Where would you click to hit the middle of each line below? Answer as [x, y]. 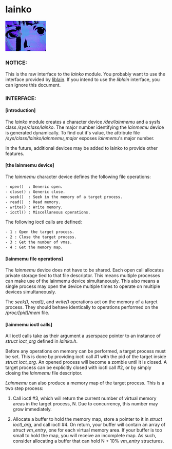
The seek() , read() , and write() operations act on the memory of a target [81, 302]
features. [15, 153]
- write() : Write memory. [34, 207]
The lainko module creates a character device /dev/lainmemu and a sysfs [83, 122]
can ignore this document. [33, 85]
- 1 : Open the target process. [40, 232]
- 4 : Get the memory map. [34, 247]
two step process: [24, 388]
